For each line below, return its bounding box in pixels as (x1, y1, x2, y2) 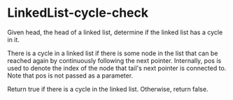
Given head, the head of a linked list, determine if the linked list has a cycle (7, 28, 223, 36)
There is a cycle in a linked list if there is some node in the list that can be (7, 49, 218, 57)
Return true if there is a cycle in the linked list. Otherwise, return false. (7, 85, 209, 93)
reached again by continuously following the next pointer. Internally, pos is (7, 56, 222, 64)
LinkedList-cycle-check (7, 5, 149, 21)
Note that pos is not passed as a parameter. (7, 71, 134, 80)
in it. (7, 35, 20, 43)
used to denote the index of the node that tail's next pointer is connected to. (7, 64, 227, 72)
